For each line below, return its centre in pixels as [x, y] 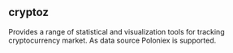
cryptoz [29, 12]
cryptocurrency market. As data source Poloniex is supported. [112, 40]
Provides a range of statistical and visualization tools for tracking [116, 31]
